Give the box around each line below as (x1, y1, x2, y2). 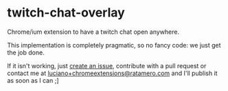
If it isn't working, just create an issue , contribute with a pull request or (7, 61, 207, 70)
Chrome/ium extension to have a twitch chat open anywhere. (7, 28, 180, 36)
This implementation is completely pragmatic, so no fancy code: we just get (7, 41, 221, 49)
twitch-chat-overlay (7, 5, 125, 21)
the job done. (7, 48, 45, 57)
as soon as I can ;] (7, 76, 59, 84)
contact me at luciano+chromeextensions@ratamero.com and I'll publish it (7, 69, 218, 77)
